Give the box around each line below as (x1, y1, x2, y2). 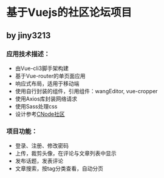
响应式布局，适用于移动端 (15, 80, 80, 87)
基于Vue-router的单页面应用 (15, 72, 86, 79)
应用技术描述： (6, 49, 50, 58)
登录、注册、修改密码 (15, 142, 69, 149)
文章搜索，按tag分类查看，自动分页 (15, 165, 103, 173)
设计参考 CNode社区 (15, 110, 65, 118)
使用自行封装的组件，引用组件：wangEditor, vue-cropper (15, 87, 158, 94)
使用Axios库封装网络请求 (15, 95, 78, 102)
